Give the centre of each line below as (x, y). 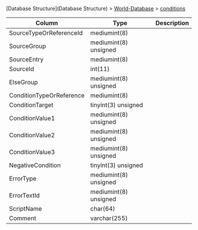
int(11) (100, 69)
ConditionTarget (31, 105)
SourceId (22, 69)
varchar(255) (109, 218)
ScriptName (26, 209)
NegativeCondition (35, 165)
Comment (23, 218)
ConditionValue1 (32, 118)
